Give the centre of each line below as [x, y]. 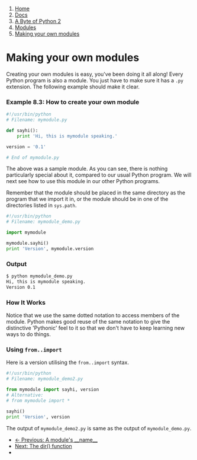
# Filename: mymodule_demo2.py [45, 379]
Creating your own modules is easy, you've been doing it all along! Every [95, 74]
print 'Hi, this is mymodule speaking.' [67, 136]
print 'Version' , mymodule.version [50, 248]
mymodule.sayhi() [28, 243]
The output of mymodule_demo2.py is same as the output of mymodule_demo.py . [99, 428]
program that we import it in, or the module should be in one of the [87, 199]
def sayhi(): [22, 130]
